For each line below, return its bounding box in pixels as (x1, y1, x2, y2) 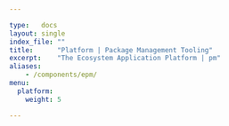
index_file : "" (9, 37, 66, 46)
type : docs (9, 20, 58, 29)
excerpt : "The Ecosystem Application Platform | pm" (9, 54, 221, 63)
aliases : (9, 62, 42, 71)
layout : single (9, 28, 66, 38)
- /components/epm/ (25, 70, 98, 80)
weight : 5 (25, 95, 62, 104)
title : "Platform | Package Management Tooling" (9, 45, 214, 54)
